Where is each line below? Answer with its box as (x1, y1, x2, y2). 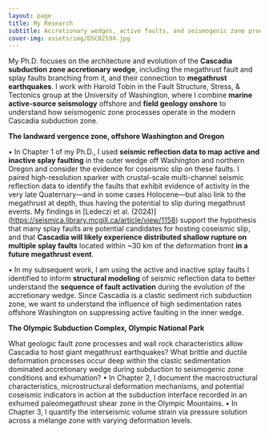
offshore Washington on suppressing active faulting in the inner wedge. (8, 308, 244, 317)
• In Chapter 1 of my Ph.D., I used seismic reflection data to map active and (8, 147, 260, 157)
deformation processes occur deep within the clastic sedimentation (8, 356, 231, 366)
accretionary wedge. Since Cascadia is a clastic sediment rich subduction (8, 291, 252, 300)
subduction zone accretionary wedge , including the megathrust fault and (8, 65, 253, 75)
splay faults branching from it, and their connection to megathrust (8, 73, 227, 83)
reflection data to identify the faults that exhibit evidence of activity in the (8, 182, 250, 191)
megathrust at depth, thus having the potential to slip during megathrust (8, 198, 246, 208)
